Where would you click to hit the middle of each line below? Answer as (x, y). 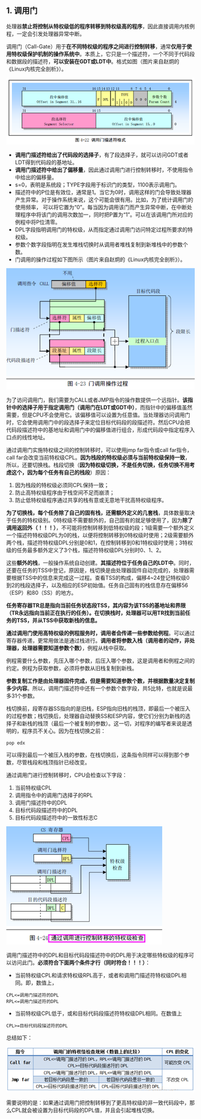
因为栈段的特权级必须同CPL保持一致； (62, 485)
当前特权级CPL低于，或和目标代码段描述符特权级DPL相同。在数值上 (98, 1013)
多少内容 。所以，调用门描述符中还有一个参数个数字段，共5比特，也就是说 (97, 688)
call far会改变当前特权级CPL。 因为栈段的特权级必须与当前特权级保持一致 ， (98, 457)
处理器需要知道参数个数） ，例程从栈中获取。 (76, 648)
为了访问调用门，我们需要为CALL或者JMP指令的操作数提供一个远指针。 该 (97, 400)
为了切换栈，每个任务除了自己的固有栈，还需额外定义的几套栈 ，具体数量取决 (100, 512)
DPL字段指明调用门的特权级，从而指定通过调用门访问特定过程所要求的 (101, 230)
